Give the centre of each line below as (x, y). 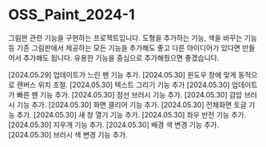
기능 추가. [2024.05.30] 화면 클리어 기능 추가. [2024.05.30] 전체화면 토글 (132, 105)
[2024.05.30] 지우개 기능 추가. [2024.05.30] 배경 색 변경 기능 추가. (114, 125)
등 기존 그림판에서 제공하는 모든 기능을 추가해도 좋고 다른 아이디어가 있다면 (125, 48)
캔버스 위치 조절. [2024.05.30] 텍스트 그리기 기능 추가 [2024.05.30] (123, 85)
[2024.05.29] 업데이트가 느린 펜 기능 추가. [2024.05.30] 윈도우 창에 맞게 (123, 74)
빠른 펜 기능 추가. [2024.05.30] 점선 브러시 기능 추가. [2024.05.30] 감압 (129, 94)
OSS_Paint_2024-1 (71, 15)
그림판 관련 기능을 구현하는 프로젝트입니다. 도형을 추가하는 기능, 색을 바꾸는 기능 (133, 38)
